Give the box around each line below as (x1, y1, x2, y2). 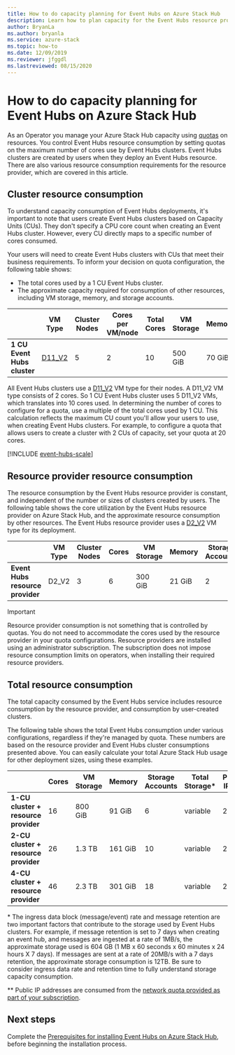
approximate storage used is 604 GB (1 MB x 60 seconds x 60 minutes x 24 (7, 943, 225, 950)
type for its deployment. (7, 526, 76, 535)
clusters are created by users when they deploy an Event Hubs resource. (7, 153, 218, 161)
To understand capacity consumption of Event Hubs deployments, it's (7, 207, 208, 215)
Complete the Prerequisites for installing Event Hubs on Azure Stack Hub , (7, 1032, 219, 1040)
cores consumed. (7, 236, 58, 246)
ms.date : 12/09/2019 (7, 50, 68, 57)
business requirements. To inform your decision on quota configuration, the (7, 257, 225, 267)
